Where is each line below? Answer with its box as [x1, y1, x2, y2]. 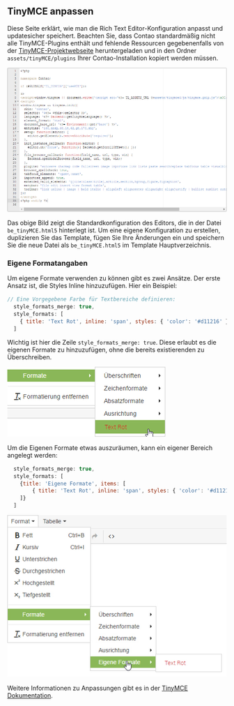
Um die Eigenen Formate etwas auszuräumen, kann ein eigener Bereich [7, 443, 213, 452]
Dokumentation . [7, 691, 54, 700]
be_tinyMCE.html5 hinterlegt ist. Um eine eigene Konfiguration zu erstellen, [7, 226, 221, 234]
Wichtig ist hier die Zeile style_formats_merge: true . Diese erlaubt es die [7, 338, 217, 346]
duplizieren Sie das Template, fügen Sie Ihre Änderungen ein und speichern [7, 234, 224, 242]
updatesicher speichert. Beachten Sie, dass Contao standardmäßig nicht [7, 31, 216, 40]
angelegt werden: [7, 451, 58, 459]
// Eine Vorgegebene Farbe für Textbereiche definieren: [7, 296, 176, 303]
